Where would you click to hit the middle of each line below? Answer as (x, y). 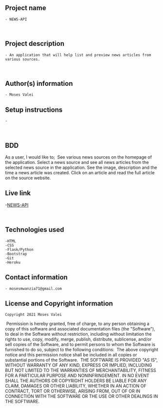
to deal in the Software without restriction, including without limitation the (78, 334)
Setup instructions (34, 110)
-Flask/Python (19, 249)
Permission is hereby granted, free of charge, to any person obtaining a (78, 324)
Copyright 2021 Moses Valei (34, 315)
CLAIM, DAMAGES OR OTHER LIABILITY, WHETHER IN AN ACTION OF (76, 386)
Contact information (36, 277)
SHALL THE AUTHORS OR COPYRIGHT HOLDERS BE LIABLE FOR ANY (76, 381)
